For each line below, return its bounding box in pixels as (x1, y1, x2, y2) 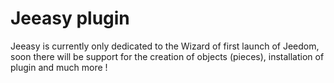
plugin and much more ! (10, 61, 108, 73)
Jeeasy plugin (10, 7, 130, 30)
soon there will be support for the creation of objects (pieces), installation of (10, 50, 325, 62)
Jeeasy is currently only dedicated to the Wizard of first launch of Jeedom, (10, 40, 320, 52)
